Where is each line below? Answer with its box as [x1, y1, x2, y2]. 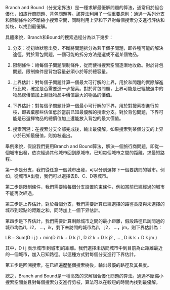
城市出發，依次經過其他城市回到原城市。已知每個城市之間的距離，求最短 [9, 150, 160, 156]
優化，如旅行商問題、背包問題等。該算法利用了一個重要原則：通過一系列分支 [5, 11, 165, 17]
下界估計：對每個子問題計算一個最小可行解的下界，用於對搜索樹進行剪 [12, 103, 159, 108]
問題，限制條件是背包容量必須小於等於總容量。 [12, 68, 110, 75]
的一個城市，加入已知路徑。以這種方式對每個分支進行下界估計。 [5, 251, 138, 257]
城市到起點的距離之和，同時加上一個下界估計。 [5, 207, 103, 213]
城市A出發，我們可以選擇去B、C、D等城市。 [18, 173, 111, 179]
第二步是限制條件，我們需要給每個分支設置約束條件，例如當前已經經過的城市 [5, 184, 165, 190]
